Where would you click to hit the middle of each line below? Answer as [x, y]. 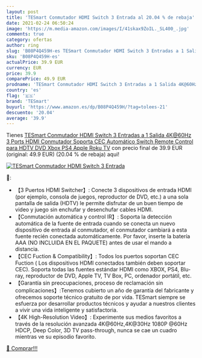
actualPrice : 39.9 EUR [35, 62]
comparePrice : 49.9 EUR [36, 79]
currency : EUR [24, 68]
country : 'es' [24, 90]
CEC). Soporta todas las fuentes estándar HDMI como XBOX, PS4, [97, 270]
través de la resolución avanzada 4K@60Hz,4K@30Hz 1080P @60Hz [101, 324]
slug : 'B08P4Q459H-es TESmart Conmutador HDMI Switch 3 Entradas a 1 [95, 51]
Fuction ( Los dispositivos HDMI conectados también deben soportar [100, 263]
